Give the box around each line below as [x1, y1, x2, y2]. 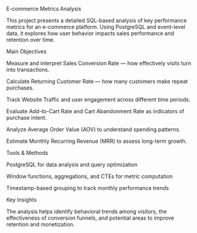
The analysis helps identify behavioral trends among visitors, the [6, 208, 167, 215]
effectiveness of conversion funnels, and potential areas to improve [6, 214, 174, 222]
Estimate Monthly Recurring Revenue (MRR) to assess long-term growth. [6, 137, 187, 145]
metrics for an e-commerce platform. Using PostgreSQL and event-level [6, 24, 186, 30]
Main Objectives [6, 48, 47, 55]
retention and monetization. [6, 221, 75, 228]
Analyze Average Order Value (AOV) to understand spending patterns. [6, 126, 181, 133]
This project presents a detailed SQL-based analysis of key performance [6, 17, 187, 24]
